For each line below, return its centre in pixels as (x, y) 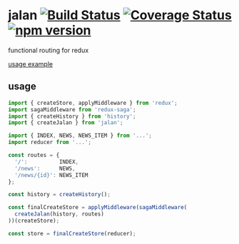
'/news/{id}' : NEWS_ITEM (51, 175)
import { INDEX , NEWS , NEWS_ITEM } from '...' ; (80, 136)
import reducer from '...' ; (50, 143)
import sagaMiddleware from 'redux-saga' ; (72, 110)
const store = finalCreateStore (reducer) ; (72, 233)
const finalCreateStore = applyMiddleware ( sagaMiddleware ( (98, 208)
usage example (30, 63)
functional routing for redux (49, 50)
